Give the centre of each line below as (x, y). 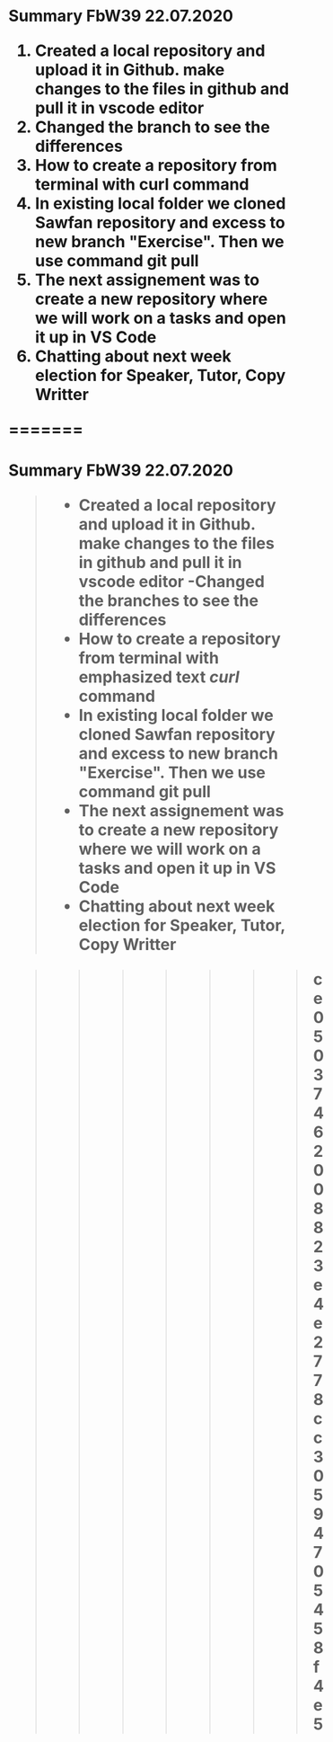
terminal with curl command (142, 185)
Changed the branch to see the (152, 127)
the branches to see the (169, 601)
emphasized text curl (159, 677)
